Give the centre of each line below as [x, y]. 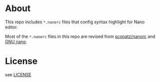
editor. [11, 27]
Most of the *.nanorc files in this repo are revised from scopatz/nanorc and [80, 36]
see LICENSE [18, 74]
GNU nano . [16, 41]
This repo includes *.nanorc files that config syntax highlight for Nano [75, 22]
